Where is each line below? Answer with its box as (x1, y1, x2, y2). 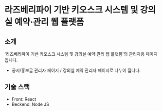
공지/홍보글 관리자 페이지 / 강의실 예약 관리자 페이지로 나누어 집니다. (11, 67, 141, 73)
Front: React (11, 96, 36, 102)
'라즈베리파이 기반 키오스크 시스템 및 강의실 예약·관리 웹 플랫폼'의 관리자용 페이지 (4, 51, 158, 57)
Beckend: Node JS (11, 101, 50, 107)
